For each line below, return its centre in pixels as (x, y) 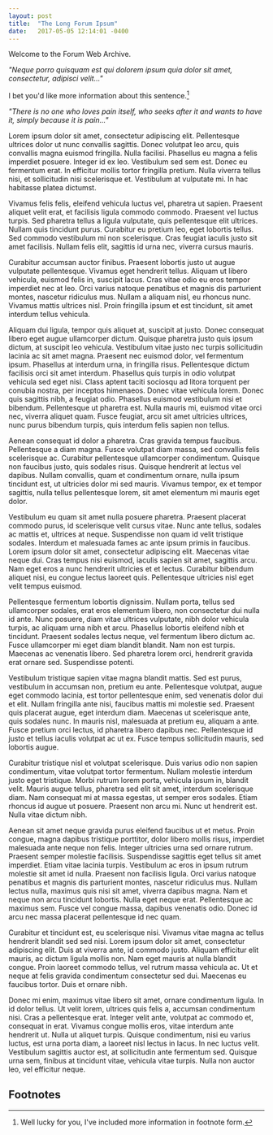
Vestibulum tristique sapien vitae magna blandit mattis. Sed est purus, (125, 678)
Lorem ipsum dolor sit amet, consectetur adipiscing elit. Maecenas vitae (129, 552)
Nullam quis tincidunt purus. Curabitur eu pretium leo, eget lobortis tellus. (131, 229)
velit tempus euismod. (45, 586)
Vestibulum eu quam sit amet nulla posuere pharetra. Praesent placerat (127, 517)
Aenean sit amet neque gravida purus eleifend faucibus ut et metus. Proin (132, 831)
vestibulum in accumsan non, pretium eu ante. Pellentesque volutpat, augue (135, 687)
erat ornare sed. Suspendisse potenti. (71, 663)
